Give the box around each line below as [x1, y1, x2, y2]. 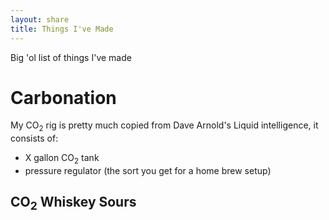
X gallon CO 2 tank [24, 152, 100, 166]
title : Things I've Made [10, 24, 114, 34]
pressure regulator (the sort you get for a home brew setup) [24, 165, 272, 177]
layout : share [10, 14, 70, 25]
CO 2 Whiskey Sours [10, 194, 137, 213]
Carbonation [10, 86, 117, 109]
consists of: [10, 132, 59, 145]
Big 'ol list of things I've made [10, 51, 132, 63]
